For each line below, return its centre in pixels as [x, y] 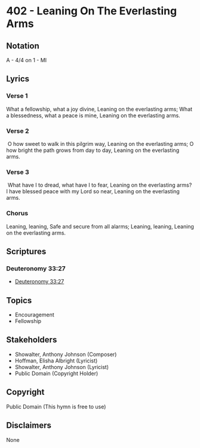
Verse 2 [18, 131]
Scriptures [26, 252]
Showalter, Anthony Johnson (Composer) [66, 354]
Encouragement [35, 315]
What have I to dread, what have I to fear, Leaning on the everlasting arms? [100, 185]
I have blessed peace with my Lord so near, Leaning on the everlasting [93, 191]
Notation [23, 46]
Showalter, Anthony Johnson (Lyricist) [62, 367]
